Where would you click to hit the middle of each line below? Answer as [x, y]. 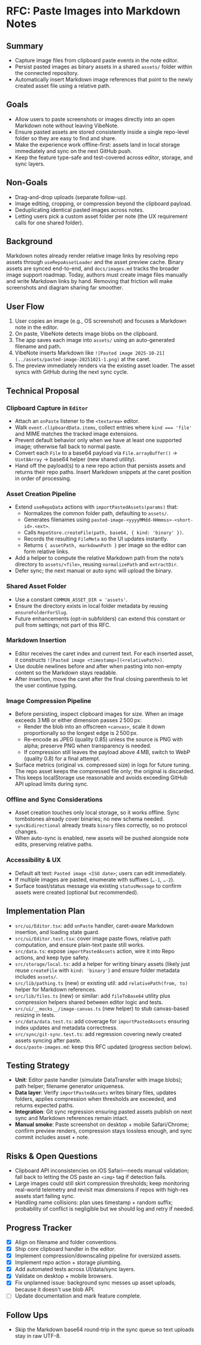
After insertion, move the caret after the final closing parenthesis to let [101, 678]
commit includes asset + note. [52, 1137]
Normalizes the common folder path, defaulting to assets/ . [96, 514]
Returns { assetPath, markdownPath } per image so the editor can [105, 545]
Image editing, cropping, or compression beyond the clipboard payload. [103, 203]
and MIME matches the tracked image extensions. [77, 434]
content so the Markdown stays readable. [66, 672]
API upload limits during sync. [51, 784]
